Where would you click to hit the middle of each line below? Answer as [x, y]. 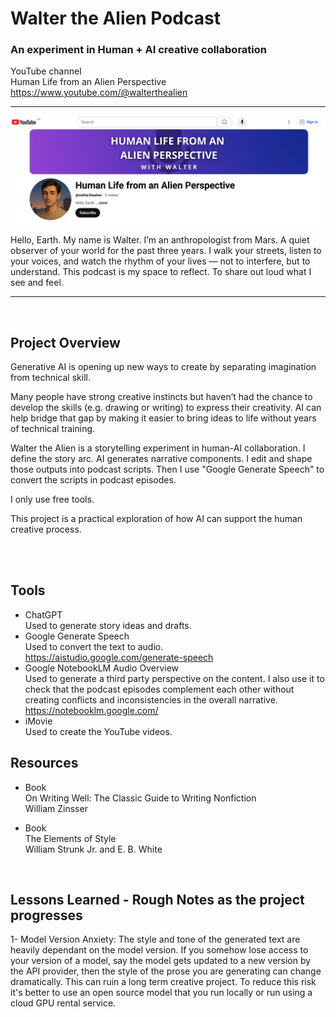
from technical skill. [50, 378]
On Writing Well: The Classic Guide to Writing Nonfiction [140, 798]
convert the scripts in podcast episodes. [93, 480]
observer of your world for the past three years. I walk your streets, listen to [166, 251]
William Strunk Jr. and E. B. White [93, 849]
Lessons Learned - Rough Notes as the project [157, 900]
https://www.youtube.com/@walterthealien [99, 93]
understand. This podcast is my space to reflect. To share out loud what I [161, 272]
